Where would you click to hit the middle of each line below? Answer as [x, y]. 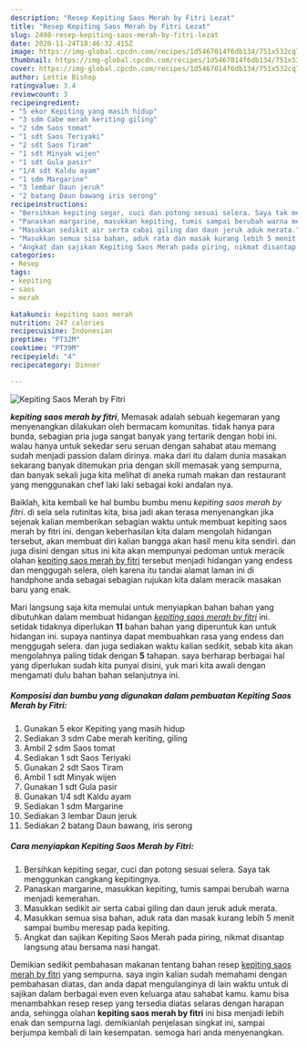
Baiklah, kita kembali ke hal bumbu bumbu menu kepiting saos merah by [146, 502]
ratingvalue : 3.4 [43, 86]
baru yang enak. [41, 589]
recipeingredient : [45, 103]
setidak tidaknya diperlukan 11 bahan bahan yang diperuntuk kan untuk [143, 627]
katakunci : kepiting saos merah [72, 314]
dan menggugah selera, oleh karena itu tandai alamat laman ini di [132, 570]
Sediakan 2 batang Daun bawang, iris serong [108, 825]
